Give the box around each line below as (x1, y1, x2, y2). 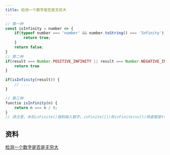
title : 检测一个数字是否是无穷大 (5, 7, 67, 13)
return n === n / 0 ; (14, 105, 58, 110)
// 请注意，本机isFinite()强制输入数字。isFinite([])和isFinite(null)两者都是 (5, 115, 162, 120)
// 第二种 (5, 54, 24, 59)
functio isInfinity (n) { (5, 100, 58, 106)
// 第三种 (5, 95, 24, 101)
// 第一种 (5, 21, 24, 26)
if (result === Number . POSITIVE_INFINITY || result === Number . (5, 59, 142, 64)
